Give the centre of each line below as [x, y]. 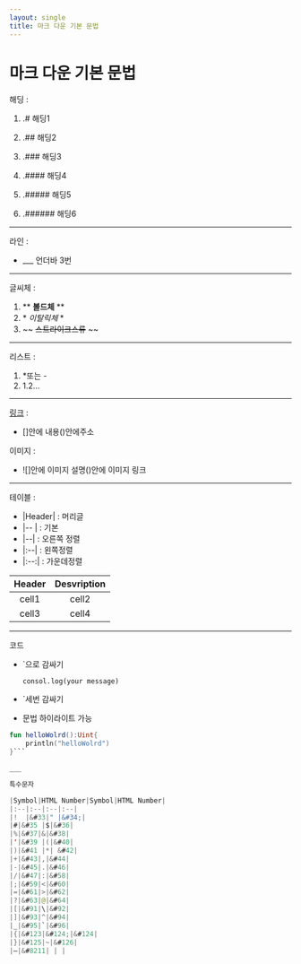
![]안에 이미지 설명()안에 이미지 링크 [84, 470]
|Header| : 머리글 [53, 517]
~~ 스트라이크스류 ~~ [60, 329]
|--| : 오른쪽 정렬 [51, 539]
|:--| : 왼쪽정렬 [47, 550]
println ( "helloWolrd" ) [68, 744]
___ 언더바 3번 [47, 260]
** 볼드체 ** [43, 307]
